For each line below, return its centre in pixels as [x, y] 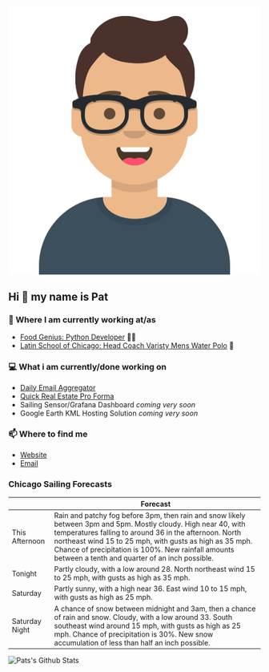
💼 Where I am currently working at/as [82, 319]
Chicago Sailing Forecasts [60, 484]
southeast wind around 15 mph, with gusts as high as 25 [148, 625]
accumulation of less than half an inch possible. [132, 642]
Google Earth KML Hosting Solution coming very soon [109, 413]
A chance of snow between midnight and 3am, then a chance [155, 609]
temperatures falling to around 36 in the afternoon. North [148, 532]
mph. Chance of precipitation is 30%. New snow [134, 634]
